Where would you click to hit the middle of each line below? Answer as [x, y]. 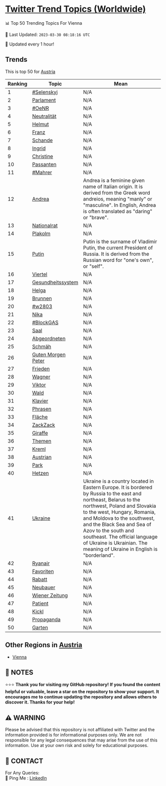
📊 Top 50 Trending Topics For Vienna [44, 23]
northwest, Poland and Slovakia [120, 506]
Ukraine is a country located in [119, 481]
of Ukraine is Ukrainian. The [115, 543]
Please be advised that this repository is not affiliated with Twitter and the [80, 730]
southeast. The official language [121, 537]
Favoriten [43, 571]
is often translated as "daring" [118, 211]
